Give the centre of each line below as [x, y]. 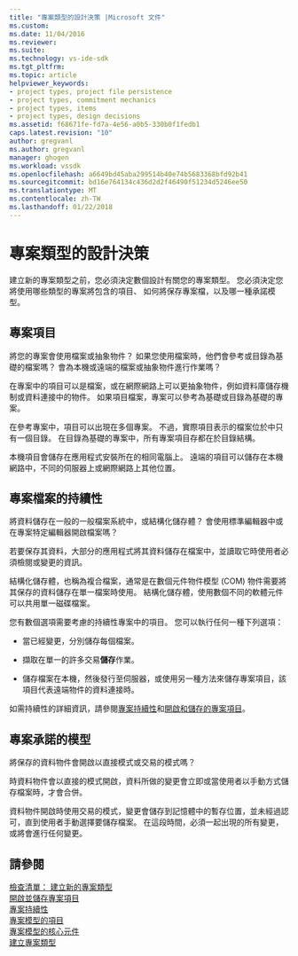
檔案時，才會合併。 [51, 792]
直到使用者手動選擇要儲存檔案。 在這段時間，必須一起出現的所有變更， [154, 822]
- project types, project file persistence [91, 91]
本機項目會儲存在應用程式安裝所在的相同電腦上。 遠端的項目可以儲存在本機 [146, 457]
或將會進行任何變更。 [48, 834]
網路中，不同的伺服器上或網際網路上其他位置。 [94, 467]
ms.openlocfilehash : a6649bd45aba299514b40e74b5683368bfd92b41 [129, 174]
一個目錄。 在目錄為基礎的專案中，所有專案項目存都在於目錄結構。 [138, 438]
